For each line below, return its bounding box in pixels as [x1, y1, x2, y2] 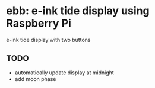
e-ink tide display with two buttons [6, 36, 91, 43]
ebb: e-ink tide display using [6, 4, 150, 18]
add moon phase [14, 75, 56, 82]
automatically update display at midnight [14, 69, 114, 76]
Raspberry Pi [6, 17, 71, 30]
